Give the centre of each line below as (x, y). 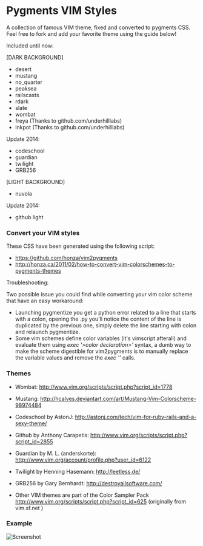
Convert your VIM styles (43, 233)
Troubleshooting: (28, 282)
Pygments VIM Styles (62, 11)
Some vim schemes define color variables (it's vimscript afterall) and (101, 338)
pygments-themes (38, 271)
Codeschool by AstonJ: (44, 417)
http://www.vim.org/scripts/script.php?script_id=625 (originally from (101, 501)
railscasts (27, 95)
